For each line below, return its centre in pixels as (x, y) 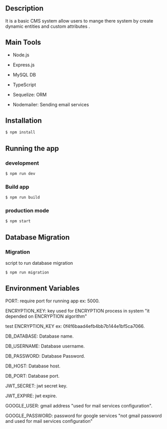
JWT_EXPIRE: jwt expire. (31, 396)
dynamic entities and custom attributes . (48, 26)
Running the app (32, 148)
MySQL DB (24, 74)
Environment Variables (43, 289)
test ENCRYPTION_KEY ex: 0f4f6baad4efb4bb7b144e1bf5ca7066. (75, 326)
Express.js (24, 65)
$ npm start (18, 221)
